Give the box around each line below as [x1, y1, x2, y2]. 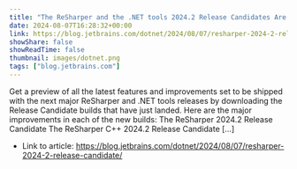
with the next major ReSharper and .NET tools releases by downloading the [9, 95, 283, 106]
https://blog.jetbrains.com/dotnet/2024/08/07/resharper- [75, 140, 285, 151]
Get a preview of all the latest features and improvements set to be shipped [9, 85, 283, 97]
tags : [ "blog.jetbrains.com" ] [9, 62, 121, 71]
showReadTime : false [9, 46, 86, 55]
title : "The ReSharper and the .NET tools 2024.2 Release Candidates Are [9, 12, 287, 22]
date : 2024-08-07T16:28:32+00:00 [9, 21, 133, 30]
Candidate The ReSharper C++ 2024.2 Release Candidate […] [9, 123, 235, 134]
